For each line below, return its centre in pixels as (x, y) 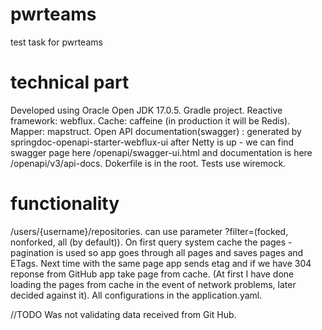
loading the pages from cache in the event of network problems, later (153, 284)
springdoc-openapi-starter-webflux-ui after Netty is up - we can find (152, 142)
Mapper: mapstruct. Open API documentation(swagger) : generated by (156, 131)
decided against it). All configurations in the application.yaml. (136, 295)
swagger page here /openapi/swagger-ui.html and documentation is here (161, 152)
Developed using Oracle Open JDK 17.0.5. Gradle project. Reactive (146, 110)
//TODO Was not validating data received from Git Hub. (123, 314)
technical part (70, 82)
